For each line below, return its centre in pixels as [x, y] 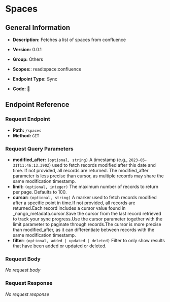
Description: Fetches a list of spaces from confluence [69, 40]
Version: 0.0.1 [27, 49]
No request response [27, 294]
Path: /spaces [27, 130]
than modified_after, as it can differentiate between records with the [83, 230]
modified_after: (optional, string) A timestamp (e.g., [70, 160]
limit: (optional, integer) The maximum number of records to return [86, 186]
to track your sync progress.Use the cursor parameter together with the [88, 219]
